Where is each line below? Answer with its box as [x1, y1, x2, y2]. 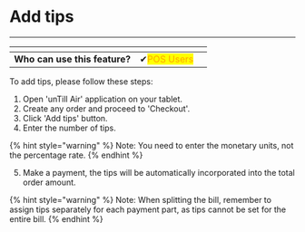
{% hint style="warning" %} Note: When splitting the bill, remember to [9, 194, 272, 205]
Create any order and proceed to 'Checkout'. [22, 102, 191, 114]
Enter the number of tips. [22, 122, 116, 133]
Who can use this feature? [14, 53, 132, 65]
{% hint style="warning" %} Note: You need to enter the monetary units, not [9, 140, 294, 150]
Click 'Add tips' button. [22, 112, 108, 123]
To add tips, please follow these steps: [9, 75, 153, 87]
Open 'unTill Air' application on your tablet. [22, 93, 183, 104]
